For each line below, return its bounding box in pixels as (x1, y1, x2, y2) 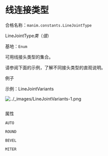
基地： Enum (5, 43, 27, 49)
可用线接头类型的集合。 (5, 53, 53, 60)
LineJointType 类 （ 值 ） (5, 32, 52, 38)
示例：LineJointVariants (5, 85, 54, 91)
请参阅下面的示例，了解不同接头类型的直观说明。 (5, 64, 106, 70)
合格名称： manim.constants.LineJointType (5, 22, 92, 28)
